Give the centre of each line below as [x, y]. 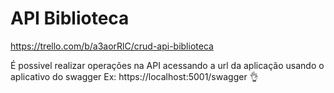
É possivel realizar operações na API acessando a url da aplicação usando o [167, 65]
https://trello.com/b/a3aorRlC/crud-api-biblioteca [112, 46]
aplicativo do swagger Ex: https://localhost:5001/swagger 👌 [134, 76]
